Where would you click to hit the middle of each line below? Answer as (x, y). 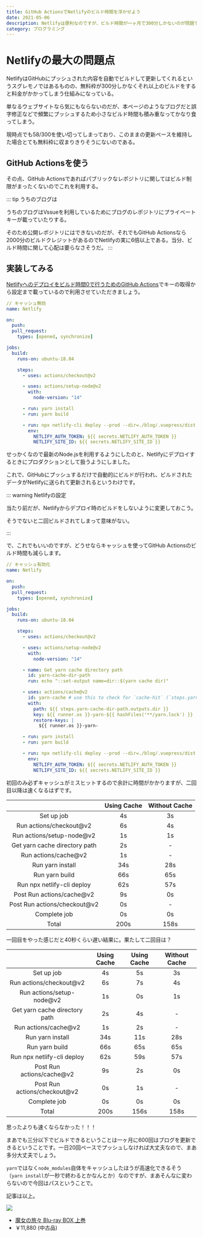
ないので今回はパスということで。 (54, 1183)
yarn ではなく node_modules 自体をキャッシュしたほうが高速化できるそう (94, 1168)
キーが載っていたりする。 (38, 219)
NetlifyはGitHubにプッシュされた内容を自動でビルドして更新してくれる (94, 79)
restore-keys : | (53, 720)
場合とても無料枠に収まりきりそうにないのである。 (75, 142)
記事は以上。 (22, 1196)
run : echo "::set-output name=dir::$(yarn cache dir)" (98, 681)
